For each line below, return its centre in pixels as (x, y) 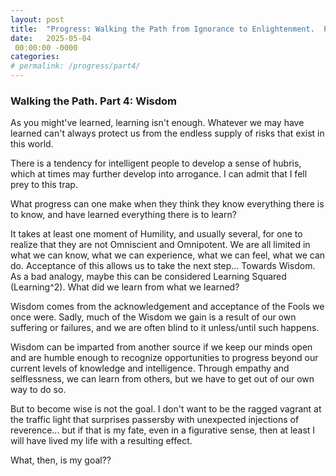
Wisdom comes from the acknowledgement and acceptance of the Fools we (167, 307)
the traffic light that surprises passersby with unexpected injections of (155, 420)
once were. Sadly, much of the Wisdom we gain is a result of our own (153, 317)
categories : (35, 57)
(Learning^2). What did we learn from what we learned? (125, 287)
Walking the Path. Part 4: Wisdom (94, 101)
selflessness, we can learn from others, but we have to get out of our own (162, 379)
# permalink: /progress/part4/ (75, 66)
